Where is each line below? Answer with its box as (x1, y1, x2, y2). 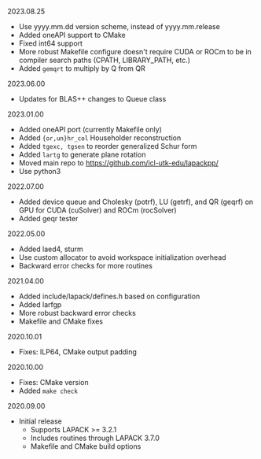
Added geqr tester (18, 214, 79, 223)
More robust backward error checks (18, 309, 137, 317)
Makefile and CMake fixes (18, 316, 104, 326)
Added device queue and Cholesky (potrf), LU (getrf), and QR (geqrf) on (18, 197, 254, 206)
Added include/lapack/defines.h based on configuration (18, 291, 200, 301)
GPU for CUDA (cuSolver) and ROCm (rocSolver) (18, 205, 178, 215)
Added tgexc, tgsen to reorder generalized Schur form (18, 142, 197, 150)
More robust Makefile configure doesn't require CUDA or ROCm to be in (18, 47, 252, 56)
